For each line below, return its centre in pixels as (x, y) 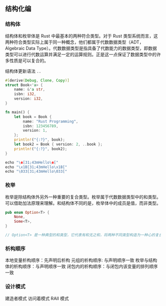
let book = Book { (33, 117)
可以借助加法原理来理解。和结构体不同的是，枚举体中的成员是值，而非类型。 (83, 203)
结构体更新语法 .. (23, 71)
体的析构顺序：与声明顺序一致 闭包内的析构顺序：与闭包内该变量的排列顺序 (82, 267)
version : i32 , (28, 99)
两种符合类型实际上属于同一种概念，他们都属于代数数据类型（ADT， (75, 42)
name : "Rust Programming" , (51, 121)
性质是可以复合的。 (29, 60)
